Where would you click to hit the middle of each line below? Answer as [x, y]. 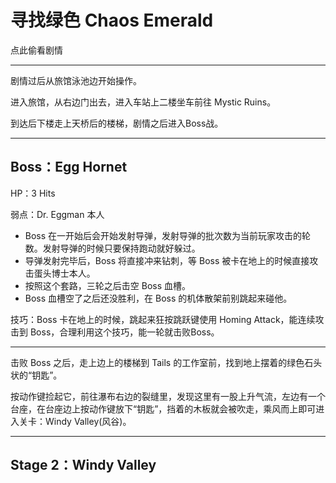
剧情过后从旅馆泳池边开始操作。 [76, 80]
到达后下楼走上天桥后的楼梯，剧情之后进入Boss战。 [117, 123]
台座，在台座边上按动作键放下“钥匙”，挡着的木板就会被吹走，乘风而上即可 [163, 408]
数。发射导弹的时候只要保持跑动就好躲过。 [112, 248]
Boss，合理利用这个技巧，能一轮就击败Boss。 [124, 332]
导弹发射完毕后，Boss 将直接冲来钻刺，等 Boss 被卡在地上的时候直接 [167, 260]
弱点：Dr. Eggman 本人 [57, 214]
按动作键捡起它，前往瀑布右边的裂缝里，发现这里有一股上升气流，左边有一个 [168, 396]
